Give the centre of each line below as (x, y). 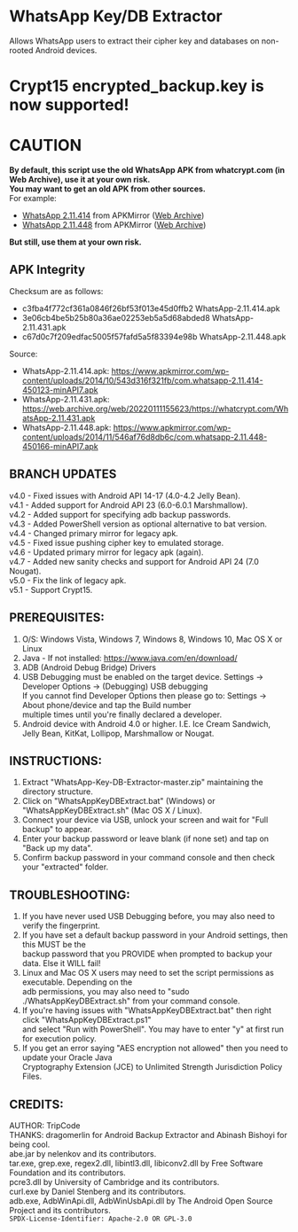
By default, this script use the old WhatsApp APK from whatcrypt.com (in (147, 170)
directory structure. (57, 791)
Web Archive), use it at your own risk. (80, 180)
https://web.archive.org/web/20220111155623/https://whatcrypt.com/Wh (155, 409)
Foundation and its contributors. (67, 1173)
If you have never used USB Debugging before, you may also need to (148, 916)
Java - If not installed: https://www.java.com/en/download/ (129, 658)
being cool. (30, 1144)
